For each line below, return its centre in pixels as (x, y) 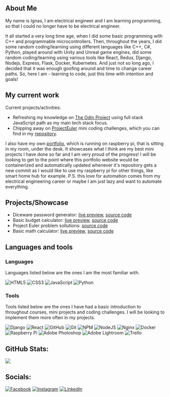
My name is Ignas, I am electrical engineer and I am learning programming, (83, 20)
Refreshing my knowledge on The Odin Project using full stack (78, 117)
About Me (21, 8)
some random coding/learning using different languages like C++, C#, (78, 47)
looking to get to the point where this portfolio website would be (72, 159)
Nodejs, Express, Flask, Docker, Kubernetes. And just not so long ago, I (79, 63)
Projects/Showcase (37, 203)
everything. (17, 187)
